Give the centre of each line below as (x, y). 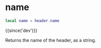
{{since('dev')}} (21, 30)
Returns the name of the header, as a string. (51, 40)
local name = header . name (32, 21)
